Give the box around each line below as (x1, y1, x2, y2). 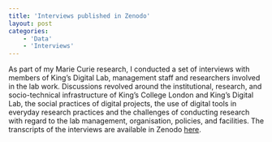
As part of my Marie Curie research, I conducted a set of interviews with (8, 64, 250, 74)
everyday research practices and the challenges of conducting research (8, 107, 250, 118)
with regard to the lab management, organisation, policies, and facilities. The (8, 116, 265, 126)
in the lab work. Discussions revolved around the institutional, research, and (8, 82, 262, 92)
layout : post (8, 19, 53, 28)
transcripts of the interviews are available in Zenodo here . (8, 125, 201, 135)
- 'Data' (23, 34, 53, 43)
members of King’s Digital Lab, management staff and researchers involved (8, 73, 261, 83)
